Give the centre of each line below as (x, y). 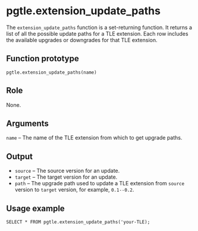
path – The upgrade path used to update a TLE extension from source (100, 183)
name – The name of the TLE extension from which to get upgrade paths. (94, 138)
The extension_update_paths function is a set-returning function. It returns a (99, 27)
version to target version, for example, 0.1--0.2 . (74, 190)
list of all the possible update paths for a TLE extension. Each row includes (97, 33)
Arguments (28, 123)
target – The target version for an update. (66, 177)
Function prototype (43, 58)
